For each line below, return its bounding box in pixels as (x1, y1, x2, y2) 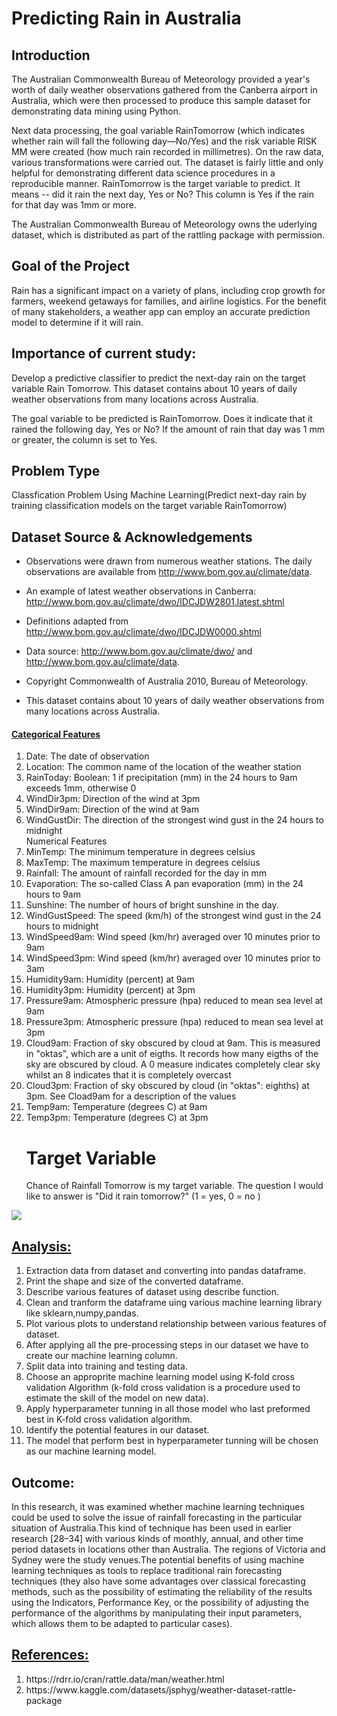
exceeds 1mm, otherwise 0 (25, 782, 137, 794)
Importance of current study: (11, 345, 197, 362)
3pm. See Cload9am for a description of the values (25, 1090, 237, 1102)
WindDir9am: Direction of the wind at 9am (25, 803, 199, 816)
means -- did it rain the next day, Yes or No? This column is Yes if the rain (11, 188, 314, 200)
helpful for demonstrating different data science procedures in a (11, 167, 276, 179)
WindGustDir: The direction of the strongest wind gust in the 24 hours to (25, 814, 324, 826)
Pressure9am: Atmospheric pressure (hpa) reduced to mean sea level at (25, 995, 324, 1007)
